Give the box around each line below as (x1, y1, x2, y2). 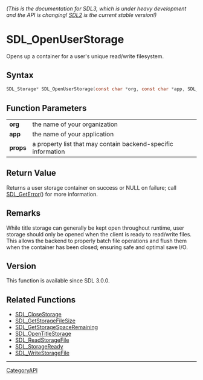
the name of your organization (32, 120, 118, 128)
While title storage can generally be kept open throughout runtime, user (6, 224, 184, 232)
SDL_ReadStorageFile (14, 336, 69, 344)
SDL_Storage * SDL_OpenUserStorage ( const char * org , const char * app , (6, 86, 185, 92)
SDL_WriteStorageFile (14, 349, 69, 357)
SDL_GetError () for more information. (6, 190, 98, 198)
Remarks (6, 208, 41, 218)
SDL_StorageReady (14, 343, 63, 350)
